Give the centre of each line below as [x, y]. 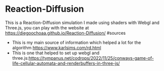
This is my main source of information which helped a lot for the [76, 42]
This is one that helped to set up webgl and [56, 53]
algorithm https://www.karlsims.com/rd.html [57, 47]
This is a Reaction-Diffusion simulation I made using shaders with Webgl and [82, 23]
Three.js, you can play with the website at [47, 27]
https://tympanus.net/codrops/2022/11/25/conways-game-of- [91, 58]
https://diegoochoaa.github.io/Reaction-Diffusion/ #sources [65, 33]
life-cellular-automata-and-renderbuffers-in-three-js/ [66, 63]
